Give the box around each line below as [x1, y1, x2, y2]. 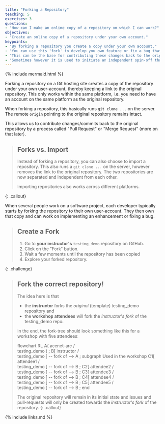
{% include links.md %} [5, 414, 53, 420]
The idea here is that [17, 293, 59, 299]
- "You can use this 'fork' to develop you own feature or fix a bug [5, 48, 151, 53]
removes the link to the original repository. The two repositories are [17, 169, 153, 175]
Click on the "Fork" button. [24, 246, 79, 252]
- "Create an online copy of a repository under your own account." [5, 35, 148, 40]
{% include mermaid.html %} [5, 71, 64, 77]
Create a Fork [17, 228, 60, 236]
